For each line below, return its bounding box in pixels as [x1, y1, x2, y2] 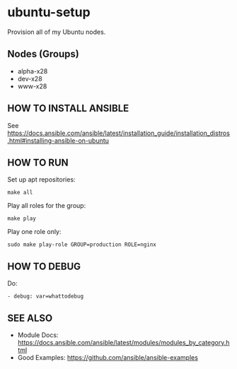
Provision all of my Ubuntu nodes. [7, 28, 106, 36]
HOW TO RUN [7, 156, 69, 168]
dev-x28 [17, 74, 42, 83]
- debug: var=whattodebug [7, 293, 83, 300]
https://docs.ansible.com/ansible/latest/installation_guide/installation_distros [7, 129, 230, 137]
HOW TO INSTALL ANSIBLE [7, 102, 129, 115]
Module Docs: [17, 331, 59, 339]
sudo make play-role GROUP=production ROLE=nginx [7, 241, 157, 248]
